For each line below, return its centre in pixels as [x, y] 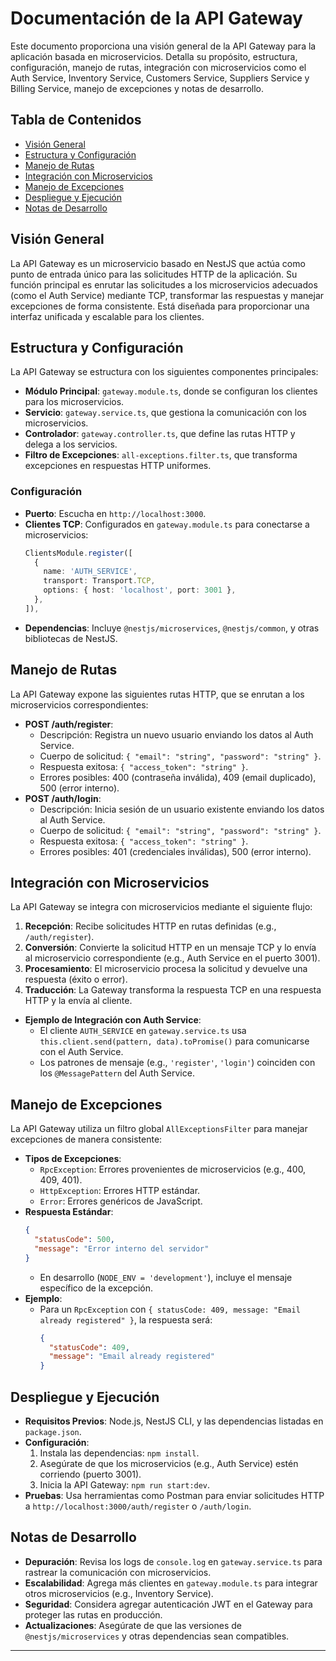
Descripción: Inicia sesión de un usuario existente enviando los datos [182, 809]
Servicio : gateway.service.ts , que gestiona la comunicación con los [165, 413]
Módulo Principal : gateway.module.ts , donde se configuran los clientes [171, 391]
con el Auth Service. [81, 1052]
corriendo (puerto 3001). [90, 1474]
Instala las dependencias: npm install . [119, 1453]
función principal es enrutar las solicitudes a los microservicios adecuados [164, 284]
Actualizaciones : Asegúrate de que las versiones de [133, 1625]
